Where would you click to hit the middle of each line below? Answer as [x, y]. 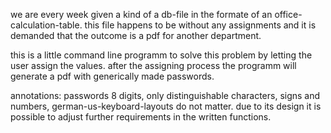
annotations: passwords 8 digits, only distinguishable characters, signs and [165, 95]
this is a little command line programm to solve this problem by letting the [161, 55]
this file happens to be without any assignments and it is [200, 25]
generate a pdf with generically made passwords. [112, 76]
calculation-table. [46, 25]
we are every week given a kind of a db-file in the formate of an [141, 14]
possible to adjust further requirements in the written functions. [141, 117]
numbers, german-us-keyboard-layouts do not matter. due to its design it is [166, 106]
